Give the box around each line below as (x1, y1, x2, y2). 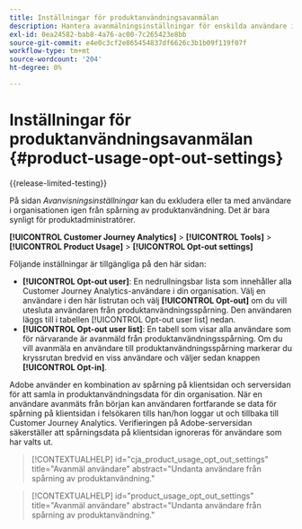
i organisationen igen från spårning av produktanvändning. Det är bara (9, 204, 271, 216)
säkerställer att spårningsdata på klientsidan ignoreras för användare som (9, 427, 282, 437)
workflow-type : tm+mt (9, 47, 91, 56)
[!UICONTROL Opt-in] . (22, 361, 108, 373)
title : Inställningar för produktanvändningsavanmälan (9, 13, 219, 22)
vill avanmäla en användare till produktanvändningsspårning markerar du (22, 342, 292, 353)
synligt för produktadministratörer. (9, 214, 137, 225)
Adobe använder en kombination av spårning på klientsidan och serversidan (9, 379, 291, 390)
